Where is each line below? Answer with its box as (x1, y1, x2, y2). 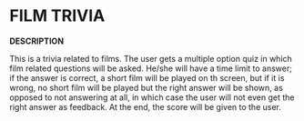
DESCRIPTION (9, 35, 65, 46)
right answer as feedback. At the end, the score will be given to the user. (9, 101, 282, 112)
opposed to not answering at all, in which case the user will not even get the (9, 92, 295, 103)
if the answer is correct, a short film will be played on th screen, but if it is (9, 72, 285, 83)
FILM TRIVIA (9, 5, 106, 26)
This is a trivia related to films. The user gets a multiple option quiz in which (9, 53, 293, 64)
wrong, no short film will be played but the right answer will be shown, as (9, 82, 284, 93)
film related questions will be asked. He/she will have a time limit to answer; (9, 63, 293, 74)
